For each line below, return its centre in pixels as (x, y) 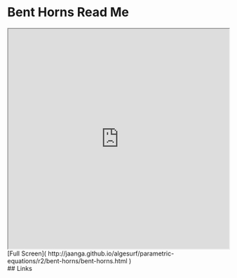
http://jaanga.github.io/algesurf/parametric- (111, 253)
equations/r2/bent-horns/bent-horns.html (67, 260)
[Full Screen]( (27, 253)
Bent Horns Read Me (68, 12)
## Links (20, 268)
